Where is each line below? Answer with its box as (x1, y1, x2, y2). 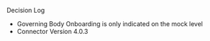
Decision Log (6, 6, 45, 14)
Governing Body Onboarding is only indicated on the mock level (16, 20, 203, 28)
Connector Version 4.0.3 (16, 28, 88, 35)
